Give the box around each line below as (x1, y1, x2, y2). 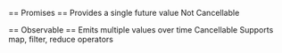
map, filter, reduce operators (8, 34, 113, 44)
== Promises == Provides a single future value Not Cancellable (8, 8, 240, 18)
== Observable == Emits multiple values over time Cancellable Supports (8, 25, 274, 34)
